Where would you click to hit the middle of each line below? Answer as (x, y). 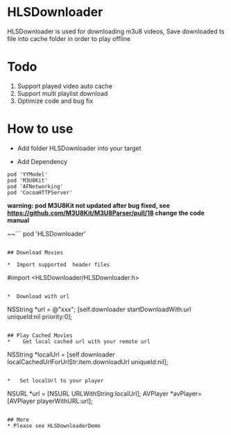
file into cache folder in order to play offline (69, 38)
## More (18, 420)
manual (18, 220)
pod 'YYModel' (28, 174)
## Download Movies (35, 252)
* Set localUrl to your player (55, 380)
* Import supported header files (59, 265)
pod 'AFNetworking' (35, 186)
